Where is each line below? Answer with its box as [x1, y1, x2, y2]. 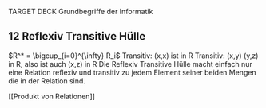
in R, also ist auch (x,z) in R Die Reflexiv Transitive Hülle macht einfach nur [8, 59, 253, 68]
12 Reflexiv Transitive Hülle [8, 29, 146, 43]
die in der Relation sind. [8, 75, 86, 86]
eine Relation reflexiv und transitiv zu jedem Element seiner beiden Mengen [8, 67, 257, 77]
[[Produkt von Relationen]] [8, 91, 96, 101]
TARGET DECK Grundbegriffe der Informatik [8, 7, 153, 16]
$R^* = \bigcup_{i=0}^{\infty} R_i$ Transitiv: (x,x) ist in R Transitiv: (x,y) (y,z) [8, 51, 259, 60]
